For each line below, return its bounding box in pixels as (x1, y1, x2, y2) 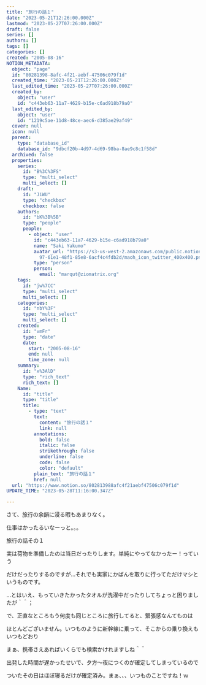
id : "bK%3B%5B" (22, 214, 62, 221)
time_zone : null (28, 357, 70, 363)
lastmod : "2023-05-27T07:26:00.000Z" (6, 20, 103, 26)
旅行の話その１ (6, 537, 44, 545)
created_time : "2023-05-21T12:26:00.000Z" (12, 77, 122, 83)
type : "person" (33, 260, 72, 266)
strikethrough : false (39, 448, 95, 454)
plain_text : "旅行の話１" (33, 470, 96, 477)
